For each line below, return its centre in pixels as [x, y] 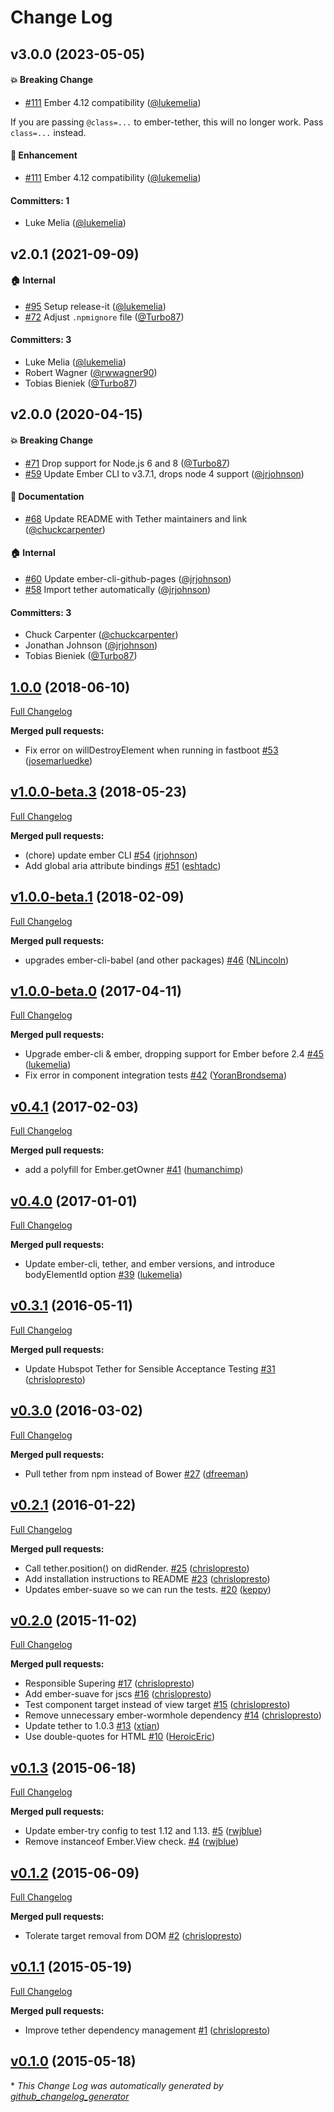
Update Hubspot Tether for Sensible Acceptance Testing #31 [150, 1368]
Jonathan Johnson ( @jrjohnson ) [91, 645]
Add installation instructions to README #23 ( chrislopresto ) [147, 1578]
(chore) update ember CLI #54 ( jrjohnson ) [111, 855]
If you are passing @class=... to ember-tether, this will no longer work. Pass [167, 122]
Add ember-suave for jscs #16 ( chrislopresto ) [118, 1694]
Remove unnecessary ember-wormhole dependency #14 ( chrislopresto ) [173, 1715]
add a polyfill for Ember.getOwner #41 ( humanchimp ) [134, 1170]
